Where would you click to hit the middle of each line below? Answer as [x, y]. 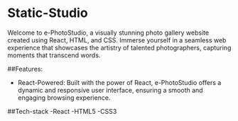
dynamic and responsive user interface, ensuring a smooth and [110, 90]
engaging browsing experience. [64, 98]
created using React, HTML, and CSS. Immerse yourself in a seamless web [117, 40]
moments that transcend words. [54, 55]
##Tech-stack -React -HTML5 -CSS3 [62, 111]
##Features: [25, 69]
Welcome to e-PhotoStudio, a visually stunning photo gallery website [108, 33]
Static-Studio [48, 13]
